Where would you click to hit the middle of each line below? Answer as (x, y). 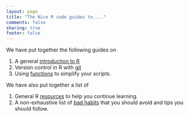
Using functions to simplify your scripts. (63, 74)
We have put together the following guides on (61, 50)
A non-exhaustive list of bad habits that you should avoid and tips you (99, 102)
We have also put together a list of (48, 85)
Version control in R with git (48, 67)
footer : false (23, 33)
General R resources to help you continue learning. (76, 97)
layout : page (22, 11)
